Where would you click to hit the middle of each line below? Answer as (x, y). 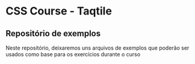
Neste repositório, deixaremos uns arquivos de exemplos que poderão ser (97, 48)
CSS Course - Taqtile (59, 11)
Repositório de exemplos (53, 34)
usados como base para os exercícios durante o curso (73, 54)
